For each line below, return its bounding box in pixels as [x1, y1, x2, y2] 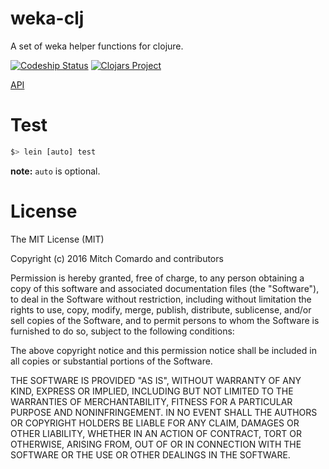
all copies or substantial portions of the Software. [10, 355, 213, 367]
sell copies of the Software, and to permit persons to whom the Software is [10, 314, 320, 326]
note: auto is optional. [10, 165, 101, 177]
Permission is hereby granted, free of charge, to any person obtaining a [10, 272, 305, 284]
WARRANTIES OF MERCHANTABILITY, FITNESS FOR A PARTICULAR [10, 395, 293, 407]
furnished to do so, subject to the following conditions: [10, 325, 235, 337]
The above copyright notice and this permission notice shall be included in [10, 344, 317, 356]
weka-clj [10, 7, 85, 30]
